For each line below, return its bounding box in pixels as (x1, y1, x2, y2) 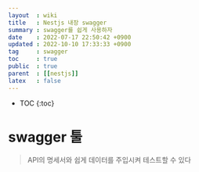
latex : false (8, 77, 61, 84)
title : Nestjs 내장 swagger (8, 19, 107, 27)
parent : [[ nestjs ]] (8, 70, 79, 77)
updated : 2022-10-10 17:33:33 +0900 (8, 41, 132, 48)
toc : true (8, 56, 58, 63)
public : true (8, 63, 58, 70)
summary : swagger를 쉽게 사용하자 (8, 26, 113, 34)
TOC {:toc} (19, 99, 55, 108)
